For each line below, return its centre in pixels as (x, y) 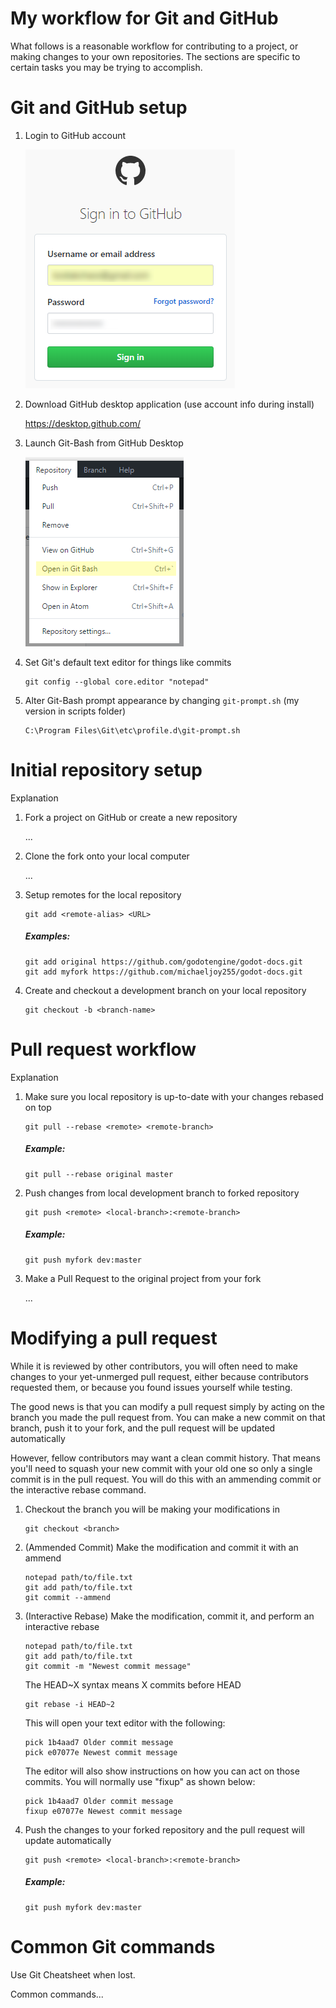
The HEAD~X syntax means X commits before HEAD (133, 1684)
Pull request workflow (103, 1049)
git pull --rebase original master (99, 1174)
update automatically (68, 1840)
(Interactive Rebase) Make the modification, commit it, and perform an (169, 1616)
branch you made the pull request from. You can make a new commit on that (168, 1417)
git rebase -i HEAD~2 (69, 1704)
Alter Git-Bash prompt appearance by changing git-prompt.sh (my (162, 700)
